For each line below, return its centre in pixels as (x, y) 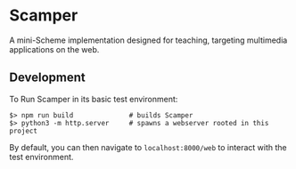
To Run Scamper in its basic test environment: (94, 99)
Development (48, 78)
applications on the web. (54, 49)
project (24, 131)
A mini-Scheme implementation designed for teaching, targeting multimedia (148, 40)
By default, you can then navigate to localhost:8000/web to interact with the (148, 147)
